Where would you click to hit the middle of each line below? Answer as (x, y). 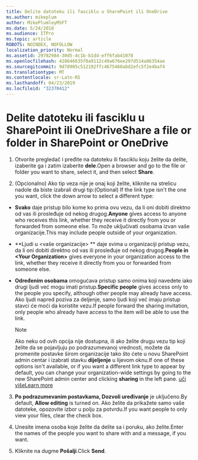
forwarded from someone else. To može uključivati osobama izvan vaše (102, 226)
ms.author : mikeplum (32, 17)
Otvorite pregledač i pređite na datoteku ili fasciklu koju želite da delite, (101, 159)
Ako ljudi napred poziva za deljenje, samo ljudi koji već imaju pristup (98, 299)
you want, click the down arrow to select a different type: (84, 196)
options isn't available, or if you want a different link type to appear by (100, 366)
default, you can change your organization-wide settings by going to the (103, 372)
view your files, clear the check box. (59, 415)
